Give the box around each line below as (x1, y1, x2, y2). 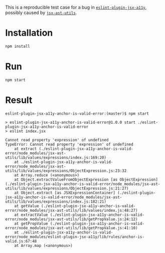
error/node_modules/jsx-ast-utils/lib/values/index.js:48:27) (5, 208, 138, 213)
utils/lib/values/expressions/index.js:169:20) (5, 155, 107, 160)
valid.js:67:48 (5, 238, 37, 243)
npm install (5, 44, 30, 49)
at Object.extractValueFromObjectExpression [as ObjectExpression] (14, 177, 158, 182)
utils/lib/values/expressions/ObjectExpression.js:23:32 (5, 168, 127, 173)
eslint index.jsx (10, 128, 46, 134)
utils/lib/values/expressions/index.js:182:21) (5, 199, 107, 204)
